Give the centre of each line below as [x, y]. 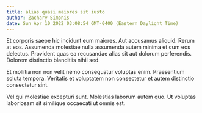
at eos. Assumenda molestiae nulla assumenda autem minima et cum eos [99, 47]
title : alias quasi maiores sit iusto [56, 12]
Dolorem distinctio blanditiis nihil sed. [53, 60]
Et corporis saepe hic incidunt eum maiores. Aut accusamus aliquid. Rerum [101, 41]
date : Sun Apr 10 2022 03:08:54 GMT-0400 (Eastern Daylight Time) [92, 23]
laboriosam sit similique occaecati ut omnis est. [66, 103]
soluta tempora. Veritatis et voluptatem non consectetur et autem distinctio [100, 78]
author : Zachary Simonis [38, 18]
